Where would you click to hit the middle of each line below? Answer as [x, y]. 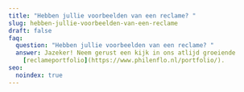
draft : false [30, 30]
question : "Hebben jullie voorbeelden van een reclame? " [115, 46]
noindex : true [39, 75]
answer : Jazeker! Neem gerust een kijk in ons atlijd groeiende [126, 53]
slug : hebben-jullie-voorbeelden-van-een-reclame [93, 23]
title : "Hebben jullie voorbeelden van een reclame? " [102, 16]
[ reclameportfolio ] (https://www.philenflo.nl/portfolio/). [124, 61]
